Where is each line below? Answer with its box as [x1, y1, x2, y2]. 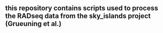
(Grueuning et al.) [5, 19, 62, 28]
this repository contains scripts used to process [5, 4, 158, 12]
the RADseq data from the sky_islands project [5, 12, 151, 20]
